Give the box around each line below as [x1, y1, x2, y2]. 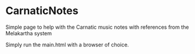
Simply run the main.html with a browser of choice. [5, 41, 129, 48]
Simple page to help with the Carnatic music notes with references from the [5, 23, 189, 31]
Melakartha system [5, 29, 52, 36]
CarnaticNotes [5, 4, 79, 18]
